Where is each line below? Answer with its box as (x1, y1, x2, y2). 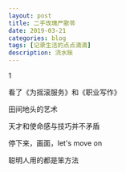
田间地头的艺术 (8, 105, 58, 114)
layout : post (8, 11, 52, 20)
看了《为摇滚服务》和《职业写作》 (8, 87, 121, 97)
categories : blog (8, 34, 67, 42)
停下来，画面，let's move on (8, 138, 103, 148)
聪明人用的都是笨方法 (8, 155, 79, 165)
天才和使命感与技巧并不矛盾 (8, 122, 100, 130)
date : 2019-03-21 (8, 26, 67, 34)
